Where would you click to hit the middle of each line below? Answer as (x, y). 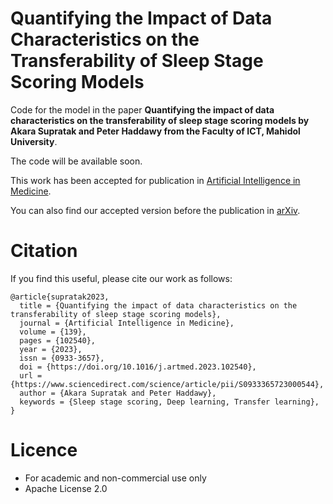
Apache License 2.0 (66, 488)
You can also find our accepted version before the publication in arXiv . (155, 210)
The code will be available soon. (76, 161)
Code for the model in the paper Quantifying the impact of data (142, 109)
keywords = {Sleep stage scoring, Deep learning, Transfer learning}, (169, 402)
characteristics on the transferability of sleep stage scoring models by (160, 120)
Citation (44, 251)
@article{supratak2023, (60, 297)
